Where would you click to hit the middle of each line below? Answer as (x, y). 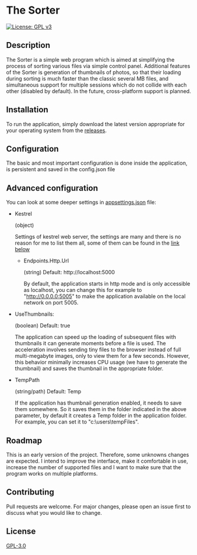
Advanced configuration (52, 188)
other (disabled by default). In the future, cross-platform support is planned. (98, 91)
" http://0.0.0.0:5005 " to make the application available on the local (104, 296)
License (21, 532)
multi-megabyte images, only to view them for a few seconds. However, (102, 356)
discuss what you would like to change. (54, 512)
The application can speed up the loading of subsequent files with (95, 337)
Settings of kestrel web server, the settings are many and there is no (98, 237)
